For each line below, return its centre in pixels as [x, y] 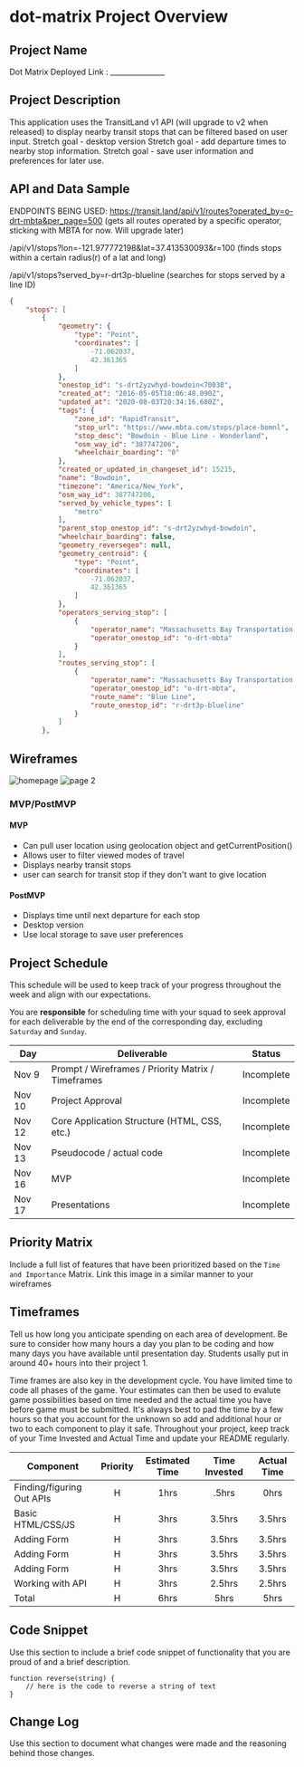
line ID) [23, 284]
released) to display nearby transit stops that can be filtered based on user [148, 131]
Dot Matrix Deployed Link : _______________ [87, 72]
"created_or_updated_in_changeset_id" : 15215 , [147, 470]
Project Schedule [59, 963]
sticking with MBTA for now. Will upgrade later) [96, 230]
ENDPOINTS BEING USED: [59, 211]
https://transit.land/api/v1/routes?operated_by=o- [202, 211]
